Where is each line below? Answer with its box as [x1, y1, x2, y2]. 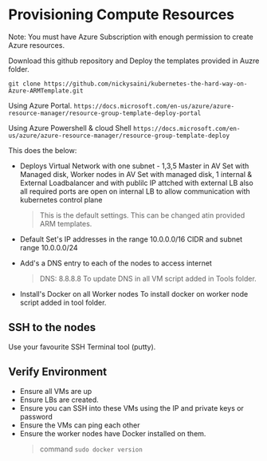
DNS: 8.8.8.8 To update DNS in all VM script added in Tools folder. [39, 274, 257, 283]
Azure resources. [8, 40, 65, 49]
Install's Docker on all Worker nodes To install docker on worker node [19, 289, 249, 298]
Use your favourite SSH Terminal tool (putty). [8, 341, 156, 352]
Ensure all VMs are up [19, 386, 92, 396]
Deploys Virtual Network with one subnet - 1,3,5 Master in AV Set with [19, 161, 249, 171]
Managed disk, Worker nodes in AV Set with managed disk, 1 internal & [19, 169, 253, 179]
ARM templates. [39, 219, 92, 228]
